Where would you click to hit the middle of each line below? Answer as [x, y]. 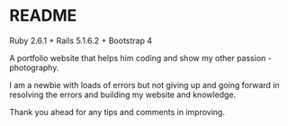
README [43, 16]
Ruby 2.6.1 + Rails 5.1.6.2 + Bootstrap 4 [81, 40]
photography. [34, 67]
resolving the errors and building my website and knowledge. [123, 94]
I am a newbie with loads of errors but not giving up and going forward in [145, 85]
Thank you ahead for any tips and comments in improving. [117, 112]
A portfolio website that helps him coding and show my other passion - [140, 58]
